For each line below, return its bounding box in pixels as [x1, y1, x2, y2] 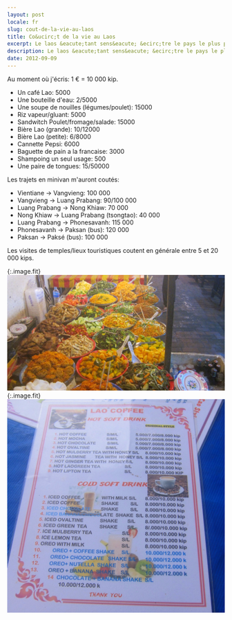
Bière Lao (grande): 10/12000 [17, 125, 100, 133]
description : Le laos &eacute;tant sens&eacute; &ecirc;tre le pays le [7, 48, 217, 55]
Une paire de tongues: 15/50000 [17, 161, 110, 170]
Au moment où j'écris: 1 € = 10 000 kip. [7, 75, 119, 83]
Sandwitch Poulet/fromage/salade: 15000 [17, 118, 135, 126]
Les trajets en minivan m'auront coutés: [7, 175, 119, 184]
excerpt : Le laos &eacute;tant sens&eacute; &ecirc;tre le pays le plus [7, 40, 221, 48]
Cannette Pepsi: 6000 [17, 139, 80, 148]
